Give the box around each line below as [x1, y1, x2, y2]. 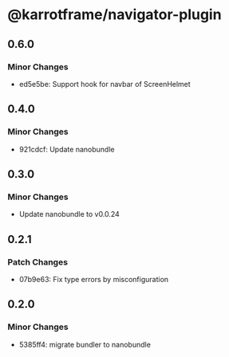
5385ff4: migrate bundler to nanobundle [18, 339, 151, 349]
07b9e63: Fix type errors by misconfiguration [18, 274, 169, 284]
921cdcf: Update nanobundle [18, 144, 115, 154]
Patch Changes [7, 257, 69, 268]
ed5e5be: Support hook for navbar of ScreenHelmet [18, 79, 191, 88]
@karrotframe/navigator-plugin [7, 6, 222, 24]
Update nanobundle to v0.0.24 [18, 210, 120, 219]
